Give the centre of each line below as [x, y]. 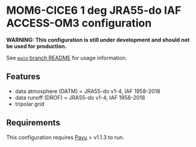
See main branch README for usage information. [67, 58]
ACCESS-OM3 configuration [79, 23]
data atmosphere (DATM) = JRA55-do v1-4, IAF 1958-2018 [88, 91]
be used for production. [36, 46]
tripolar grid [30, 104]
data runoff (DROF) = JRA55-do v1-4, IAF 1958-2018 [80, 97]
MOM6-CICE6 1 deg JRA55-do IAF [94, 10]
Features [23, 76]
